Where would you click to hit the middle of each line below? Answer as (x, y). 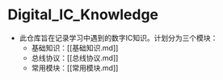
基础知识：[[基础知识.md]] (75, 48)
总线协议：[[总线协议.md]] (75, 58)
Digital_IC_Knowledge (83, 15)
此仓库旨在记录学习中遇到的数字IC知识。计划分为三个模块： (118, 38)
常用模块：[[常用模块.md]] (75, 68)
